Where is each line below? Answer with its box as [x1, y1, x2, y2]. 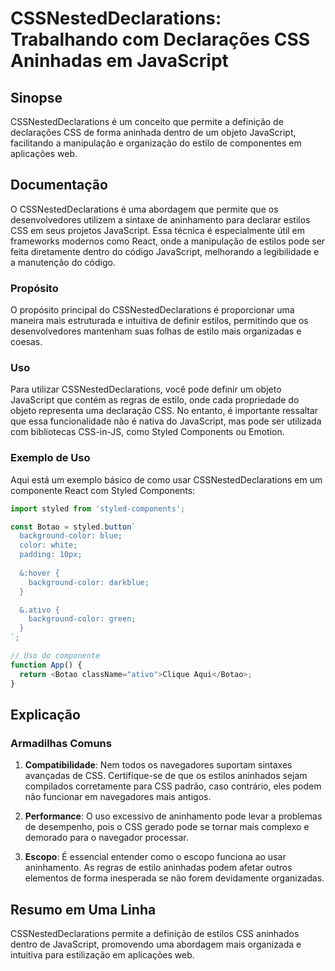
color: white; [19, 540, 78, 551]
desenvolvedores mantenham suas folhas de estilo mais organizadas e [10, 325, 302, 337]
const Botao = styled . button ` [10, 522, 137, 532]
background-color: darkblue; [28, 577, 150, 587]
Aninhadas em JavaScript [10, 50, 229, 72]
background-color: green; [28, 614, 137, 624]
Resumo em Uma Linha [10, 901, 157, 918]
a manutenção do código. [10, 256, 116, 268]
